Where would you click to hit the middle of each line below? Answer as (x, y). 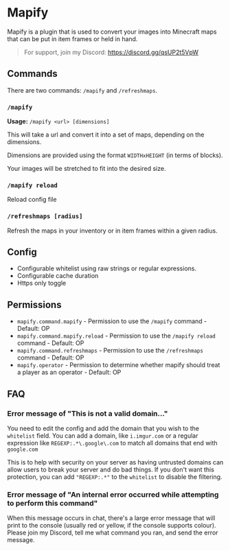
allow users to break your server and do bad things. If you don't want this (111, 469)
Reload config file (32, 200)
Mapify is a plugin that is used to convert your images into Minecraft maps (112, 32)
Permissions (34, 304)
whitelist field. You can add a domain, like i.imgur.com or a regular (103, 435)
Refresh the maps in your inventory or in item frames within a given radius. (112, 231)
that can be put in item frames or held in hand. (72, 38)
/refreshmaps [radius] (45, 216)
